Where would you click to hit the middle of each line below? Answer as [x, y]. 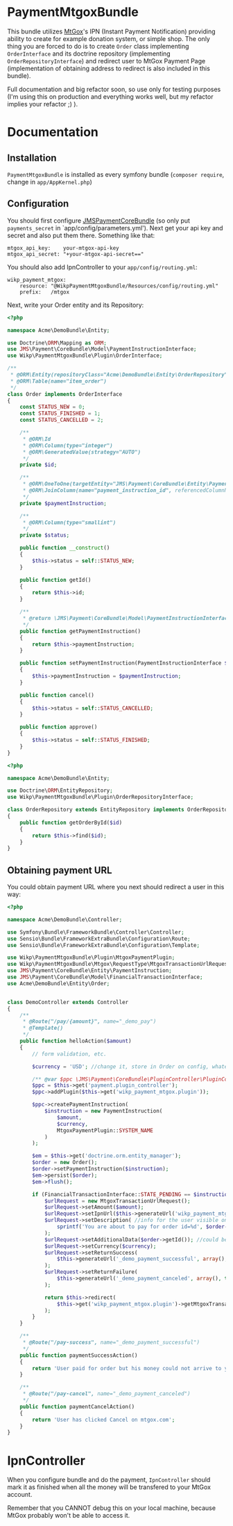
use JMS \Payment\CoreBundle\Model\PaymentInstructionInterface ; [102, 349]
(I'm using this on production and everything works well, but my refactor [110, 96]
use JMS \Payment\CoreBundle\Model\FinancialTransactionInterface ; [105, 977]
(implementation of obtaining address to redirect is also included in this [109, 68]
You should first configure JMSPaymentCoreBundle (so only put [99, 221]
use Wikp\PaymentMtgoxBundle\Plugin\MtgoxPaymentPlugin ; [91, 957]
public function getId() [55, 580]
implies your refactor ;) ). [43, 104]
